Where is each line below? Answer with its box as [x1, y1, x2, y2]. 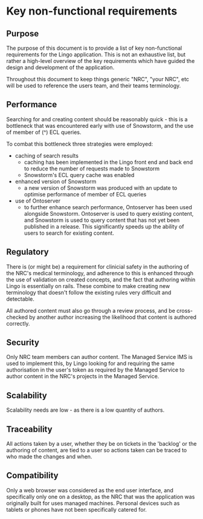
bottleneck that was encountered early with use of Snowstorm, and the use [6, 122, 194, 129]
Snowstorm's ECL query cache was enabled [24, 171, 135, 178]
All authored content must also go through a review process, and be [6, 307, 175, 314]
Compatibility [6, 470, 59, 481]
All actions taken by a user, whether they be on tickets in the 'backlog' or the [6, 440, 197, 447]
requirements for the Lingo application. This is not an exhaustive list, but [6, 51, 186, 58]
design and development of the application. [6, 64, 115, 71]
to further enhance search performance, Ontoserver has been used [24, 203, 192, 210]
